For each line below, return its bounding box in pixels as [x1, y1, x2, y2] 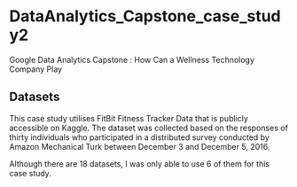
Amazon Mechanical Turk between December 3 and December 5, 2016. [9, 141, 270, 152]
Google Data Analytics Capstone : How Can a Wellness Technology [9, 54, 255, 65]
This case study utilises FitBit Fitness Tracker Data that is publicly [9, 113, 248, 123]
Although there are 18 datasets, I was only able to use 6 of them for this [9, 158, 270, 169]
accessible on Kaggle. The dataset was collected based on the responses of [9, 122, 288, 133]
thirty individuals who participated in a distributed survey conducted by [9, 131, 270, 143]
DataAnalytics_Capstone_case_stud [9, 6, 281, 27]
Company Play [9, 64, 63, 74]
